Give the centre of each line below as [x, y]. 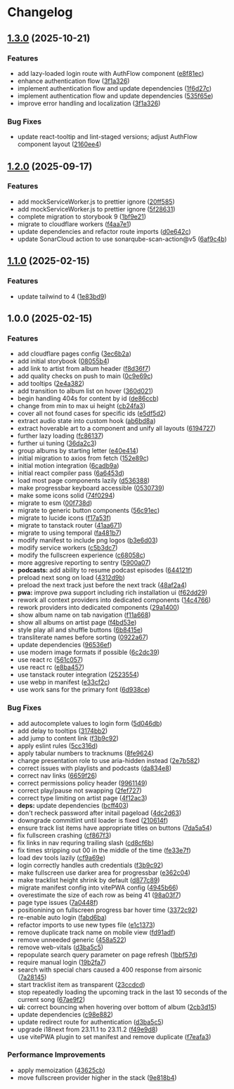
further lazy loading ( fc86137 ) [60, 436]
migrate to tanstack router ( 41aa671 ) [70, 526]
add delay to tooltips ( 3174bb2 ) [63, 731]
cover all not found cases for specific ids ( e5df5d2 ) [92, 413]
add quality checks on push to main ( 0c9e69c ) [85, 376]
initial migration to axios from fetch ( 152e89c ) [83, 458]
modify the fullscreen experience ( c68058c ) [82, 555]
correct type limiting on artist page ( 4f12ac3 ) [82, 797]
